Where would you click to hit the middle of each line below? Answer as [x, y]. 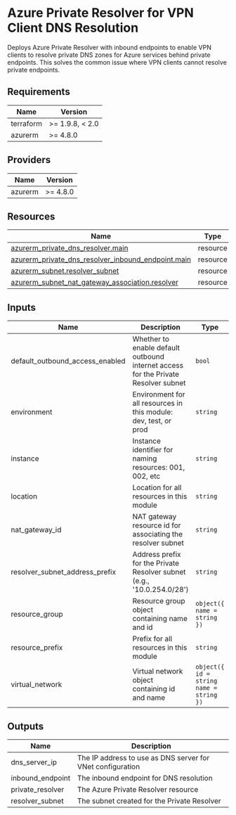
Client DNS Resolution [73, 28]
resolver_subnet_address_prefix [64, 572]
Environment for [159, 394]
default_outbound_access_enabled [68, 361]
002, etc [146, 476]
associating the [158, 534]
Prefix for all [152, 639]
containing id [154, 689]
